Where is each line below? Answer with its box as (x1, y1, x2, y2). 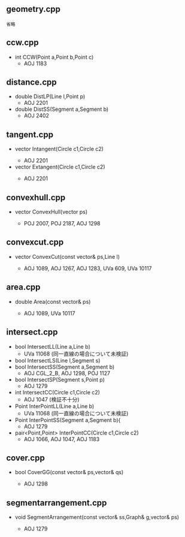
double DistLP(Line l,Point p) (14, 93, 86, 100)
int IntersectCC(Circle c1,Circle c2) (14, 388, 101, 396)
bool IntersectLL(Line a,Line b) (14, 343, 91, 350)
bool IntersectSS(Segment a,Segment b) (14, 363, 115, 370)
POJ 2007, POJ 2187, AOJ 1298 (23, 220, 101, 227)
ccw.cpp (6, 38, 39, 48)
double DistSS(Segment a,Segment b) (14, 105, 109, 113)
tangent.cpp (6, 129, 54, 140)
